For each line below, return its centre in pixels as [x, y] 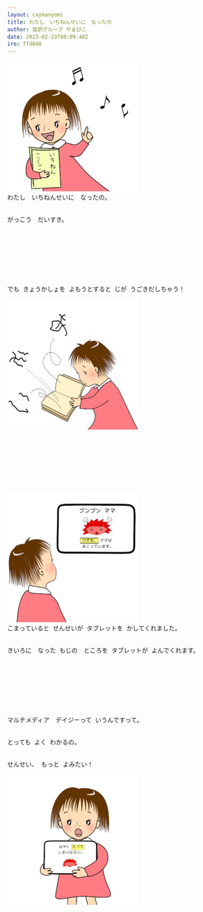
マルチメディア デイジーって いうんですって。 [75, 720]
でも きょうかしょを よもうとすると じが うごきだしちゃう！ [96, 289]
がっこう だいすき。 [38, 220]
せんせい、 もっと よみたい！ [50, 765]
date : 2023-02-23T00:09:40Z [48, 37]
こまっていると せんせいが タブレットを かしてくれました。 [94, 628]
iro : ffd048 [24, 44]
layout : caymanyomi [35, 15]
